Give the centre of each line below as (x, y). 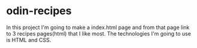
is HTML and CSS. (29, 40)
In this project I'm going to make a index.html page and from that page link (98, 27)
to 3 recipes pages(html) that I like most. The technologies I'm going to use (99, 33)
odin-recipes (39, 11)
